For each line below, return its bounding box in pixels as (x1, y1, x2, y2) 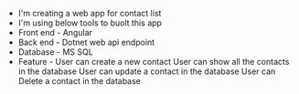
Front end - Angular (17, 27, 93, 37)
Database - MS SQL (17, 47, 93, 57)
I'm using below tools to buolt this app (17, 17, 163, 28)
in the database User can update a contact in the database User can (17, 66, 276, 77)
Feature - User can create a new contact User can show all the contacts (17, 57, 290, 67)
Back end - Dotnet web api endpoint (17, 37, 155, 47)
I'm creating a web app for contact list (17, 8, 162, 18)
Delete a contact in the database (17, 76, 142, 86)
